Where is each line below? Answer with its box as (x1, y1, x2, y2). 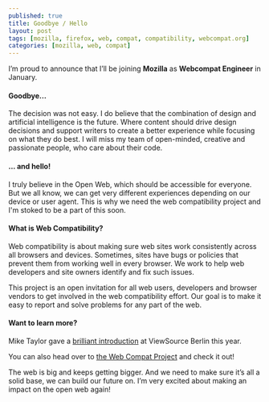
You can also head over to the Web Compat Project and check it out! (8, 351, 235, 361)
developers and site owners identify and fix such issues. (8, 267, 194, 276)
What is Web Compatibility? (8, 223, 104, 234)
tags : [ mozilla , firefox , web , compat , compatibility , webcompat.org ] (8, 34, 250, 43)
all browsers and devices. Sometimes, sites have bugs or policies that (8, 250, 239, 259)
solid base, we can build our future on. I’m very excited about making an (8, 375, 247, 385)
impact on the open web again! (8, 384, 111, 394)
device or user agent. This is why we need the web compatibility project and (8, 197, 261, 206)
